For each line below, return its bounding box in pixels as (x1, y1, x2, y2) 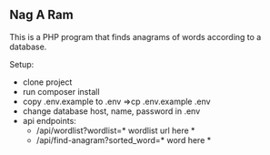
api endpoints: (22, 115, 77, 126)
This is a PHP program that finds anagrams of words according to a (9, 31, 262, 42)
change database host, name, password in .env (22, 105, 201, 117)
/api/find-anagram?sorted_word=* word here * (35, 134, 212, 145)
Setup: (9, 58, 35, 69)
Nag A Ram (9, 7, 75, 23)
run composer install (22, 86, 100, 97)
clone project (22, 77, 73, 88)
